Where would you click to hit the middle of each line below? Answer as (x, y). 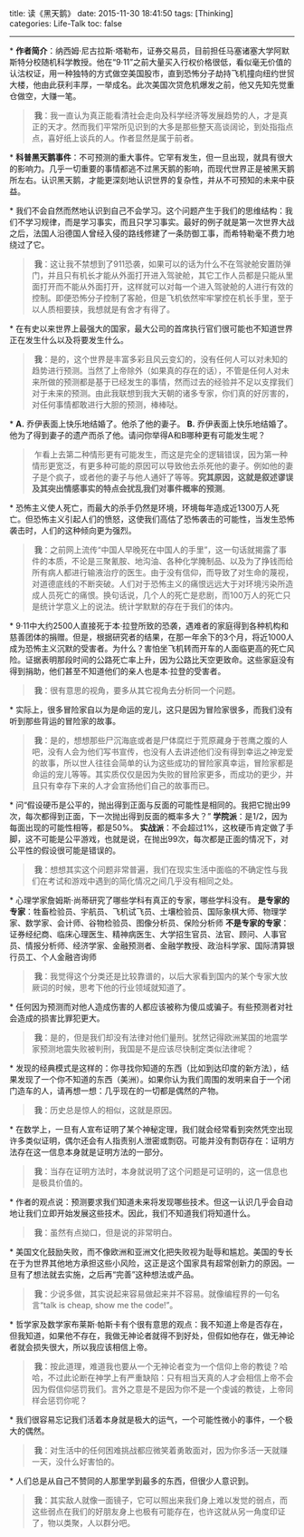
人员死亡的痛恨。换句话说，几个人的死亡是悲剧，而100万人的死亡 (161, 595)
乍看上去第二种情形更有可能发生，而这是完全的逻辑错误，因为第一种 (161, 455)
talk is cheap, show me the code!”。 (110, 1305)
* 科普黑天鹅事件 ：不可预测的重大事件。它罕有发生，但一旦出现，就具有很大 (151, 157)
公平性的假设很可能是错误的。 (65, 850)
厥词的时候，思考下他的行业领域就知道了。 (111, 988)
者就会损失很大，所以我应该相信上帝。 (81, 1347)
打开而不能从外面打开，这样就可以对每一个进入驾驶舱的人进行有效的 (166, 287)
